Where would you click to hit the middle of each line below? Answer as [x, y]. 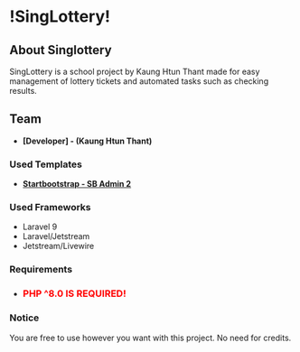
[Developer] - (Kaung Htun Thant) [87, 141]
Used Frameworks [51, 208]
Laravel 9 [40, 227]
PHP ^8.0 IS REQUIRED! [74, 293]
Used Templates [46, 164]
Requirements [41, 270]
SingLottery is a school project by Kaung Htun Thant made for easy [135, 71]
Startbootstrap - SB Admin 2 [77, 184]
